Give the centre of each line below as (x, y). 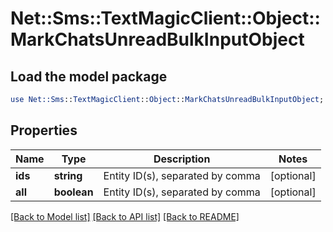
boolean (73, 192)
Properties (44, 130)
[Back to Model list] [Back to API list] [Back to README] (125, 216)
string (68, 175)
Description (182, 159)
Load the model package (89, 76)
